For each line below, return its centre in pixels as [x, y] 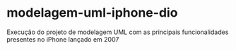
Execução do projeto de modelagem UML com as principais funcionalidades [118, 32]
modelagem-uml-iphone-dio [92, 13]
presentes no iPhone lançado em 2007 [63, 39]
